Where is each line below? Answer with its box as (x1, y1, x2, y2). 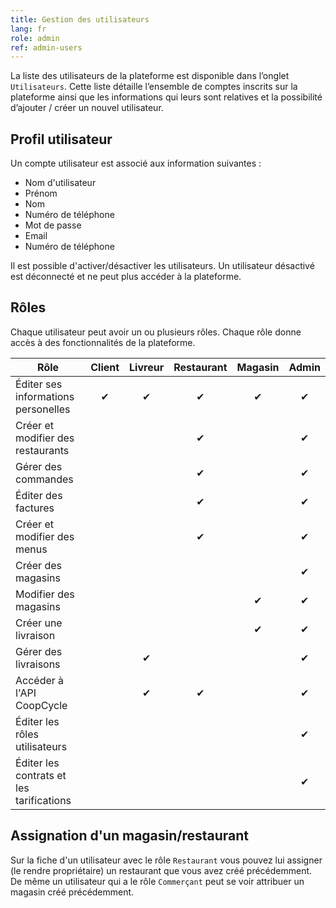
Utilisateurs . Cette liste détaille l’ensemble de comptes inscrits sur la (10, 81, 298, 93)
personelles (15, 402, 71, 416)
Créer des (15, 558, 62, 572)
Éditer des (15, 488, 63, 502)
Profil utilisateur (10, 131, 113, 148)
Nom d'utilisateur (24, 177, 97, 189)
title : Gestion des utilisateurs (10, 14, 150, 25)
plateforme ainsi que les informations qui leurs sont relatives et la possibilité (10, 91, 323, 103)
